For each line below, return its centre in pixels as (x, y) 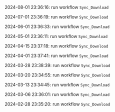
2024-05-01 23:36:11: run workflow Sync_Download (56, 36)
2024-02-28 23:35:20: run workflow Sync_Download (57, 104)
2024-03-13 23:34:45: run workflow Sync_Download (57, 85)
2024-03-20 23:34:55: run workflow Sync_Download (57, 75)
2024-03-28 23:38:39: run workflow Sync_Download (57, 65)
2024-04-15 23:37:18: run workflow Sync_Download (56, 46)
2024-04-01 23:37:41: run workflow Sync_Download (56, 55)
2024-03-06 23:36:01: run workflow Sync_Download (57, 94)
